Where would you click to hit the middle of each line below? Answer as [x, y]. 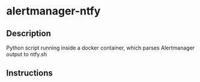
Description [29, 33]
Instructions [29, 73]
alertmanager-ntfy [53, 11]
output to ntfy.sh [27, 54]
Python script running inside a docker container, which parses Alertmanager [101, 48]
